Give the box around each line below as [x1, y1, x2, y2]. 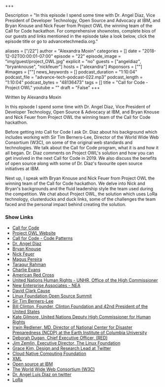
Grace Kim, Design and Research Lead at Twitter [12, 346, 111, 352]
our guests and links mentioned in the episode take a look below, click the [5, 33, 155, 39]
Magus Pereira [12, 256, 42, 262]
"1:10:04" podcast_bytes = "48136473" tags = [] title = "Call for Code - [5, 79, 148, 85]
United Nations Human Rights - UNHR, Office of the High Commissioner [12, 277, 159, 283]
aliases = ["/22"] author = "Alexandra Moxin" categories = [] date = [5, 48, 141, 54]
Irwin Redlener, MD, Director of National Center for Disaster [12, 324, 133, 330]
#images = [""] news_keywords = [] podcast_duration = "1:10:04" [5, 69, 137, 74]
